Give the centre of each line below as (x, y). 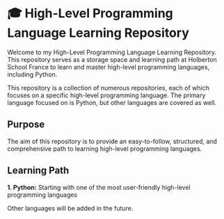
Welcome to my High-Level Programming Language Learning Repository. (112, 52)
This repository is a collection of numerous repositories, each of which (109, 88)
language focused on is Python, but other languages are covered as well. (112, 102)
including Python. (32, 74)
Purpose (26, 125)
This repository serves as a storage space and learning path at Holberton (112, 59)
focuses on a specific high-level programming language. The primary (106, 95)
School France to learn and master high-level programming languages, (109, 67)
